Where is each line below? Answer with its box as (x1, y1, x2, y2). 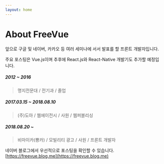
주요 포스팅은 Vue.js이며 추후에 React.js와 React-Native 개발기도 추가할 (5, 56, 146, 62)
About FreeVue (5, 28, 69, 40)
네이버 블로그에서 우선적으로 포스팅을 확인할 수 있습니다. (5, 148, 115, 154)
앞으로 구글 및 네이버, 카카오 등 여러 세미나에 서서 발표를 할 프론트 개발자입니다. (5, 46, 160, 52)
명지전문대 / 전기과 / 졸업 (17, 87, 66, 93)
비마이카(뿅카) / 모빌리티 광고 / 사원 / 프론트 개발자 (17, 137, 116, 143)
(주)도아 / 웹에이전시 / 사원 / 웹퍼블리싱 (17, 112, 93, 118)
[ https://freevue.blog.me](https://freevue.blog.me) (5, 153, 109, 159)
